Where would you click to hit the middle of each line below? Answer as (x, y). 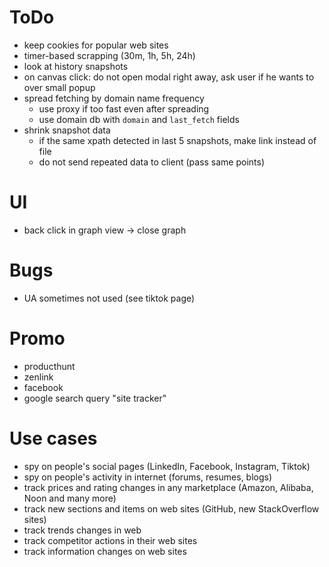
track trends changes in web (82, 530)
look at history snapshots (76, 66)
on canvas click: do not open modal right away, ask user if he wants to (169, 77)
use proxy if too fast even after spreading (124, 108)
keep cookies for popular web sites (96, 45)
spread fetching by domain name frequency (114, 98)
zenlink (38, 377)
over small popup (59, 87)
